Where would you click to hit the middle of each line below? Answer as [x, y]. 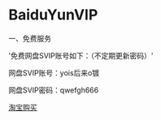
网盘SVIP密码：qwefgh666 [54, 90]
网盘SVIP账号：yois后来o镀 [54, 73]
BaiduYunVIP [53, 15]
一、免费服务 [30, 38]
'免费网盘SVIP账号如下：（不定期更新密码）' [81, 55]
